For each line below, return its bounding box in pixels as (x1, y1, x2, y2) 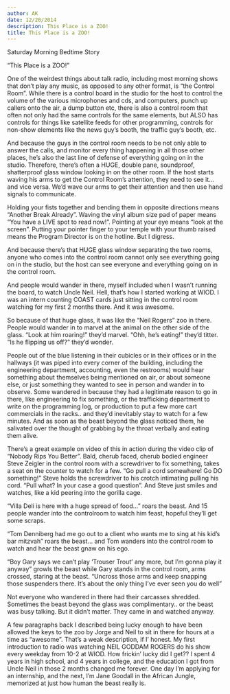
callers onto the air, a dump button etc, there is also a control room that (7, 104, 208, 112)
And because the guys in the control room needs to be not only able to (7, 139, 207, 148)
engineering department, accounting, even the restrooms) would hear (7, 366, 205, 374)
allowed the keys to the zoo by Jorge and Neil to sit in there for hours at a (7, 628, 215, 636)
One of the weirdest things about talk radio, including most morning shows (7, 75, 218, 83)
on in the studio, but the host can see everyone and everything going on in (7, 260, 218, 268)
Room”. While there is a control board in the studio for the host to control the (7, 89, 223, 97)
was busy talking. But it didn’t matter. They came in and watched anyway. (7, 608, 215, 616)
